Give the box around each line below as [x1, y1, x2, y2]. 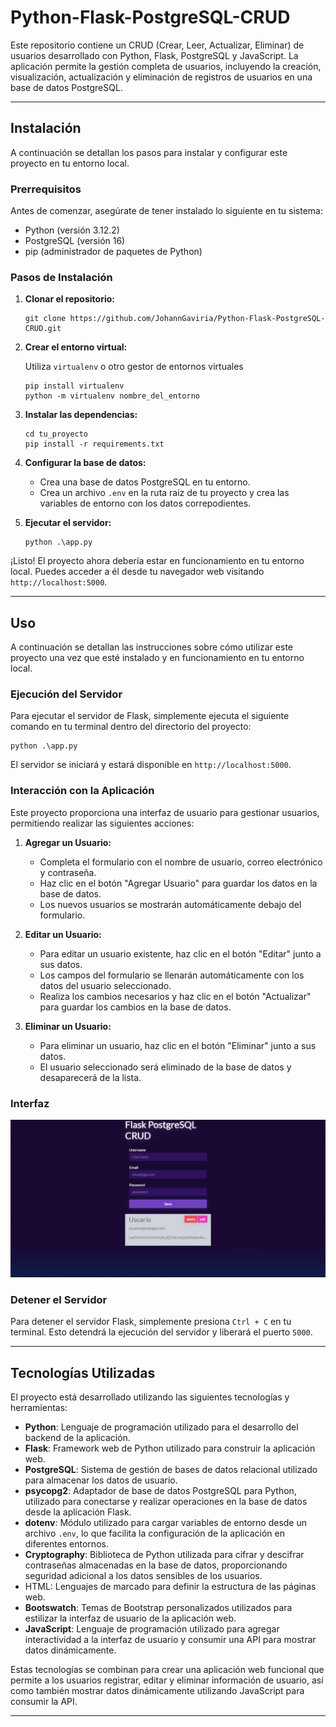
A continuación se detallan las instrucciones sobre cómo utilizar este [10, 641, 293, 653]
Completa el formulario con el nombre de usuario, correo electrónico [39, 856, 323, 868]
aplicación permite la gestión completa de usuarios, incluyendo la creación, [10, 60, 322, 72]
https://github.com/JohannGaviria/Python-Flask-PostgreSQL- [69, 314, 326, 324]
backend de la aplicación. [24, 1432, 131, 1444]
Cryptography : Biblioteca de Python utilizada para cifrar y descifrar [24, 1549, 305, 1561]
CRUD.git [24, 324, 62, 334]
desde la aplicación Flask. [24, 1506, 132, 1518]
